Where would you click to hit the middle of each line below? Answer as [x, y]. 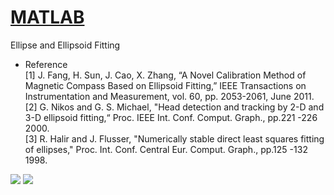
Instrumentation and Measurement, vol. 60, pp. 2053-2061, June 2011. [169, 96]
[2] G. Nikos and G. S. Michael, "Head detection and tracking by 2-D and [174, 107]
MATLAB [47, 17]
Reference [46, 64]
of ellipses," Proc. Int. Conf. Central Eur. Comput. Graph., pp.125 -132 [166, 149]
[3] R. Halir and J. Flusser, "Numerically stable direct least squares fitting [174, 138]
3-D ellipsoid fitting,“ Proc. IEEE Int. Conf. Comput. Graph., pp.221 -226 [171, 117]
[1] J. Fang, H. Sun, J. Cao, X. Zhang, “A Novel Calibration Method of [165, 75]
